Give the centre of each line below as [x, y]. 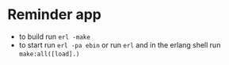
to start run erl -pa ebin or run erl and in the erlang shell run [120, 44]
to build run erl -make [54, 36]
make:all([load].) [49, 54]
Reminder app [55, 15]
